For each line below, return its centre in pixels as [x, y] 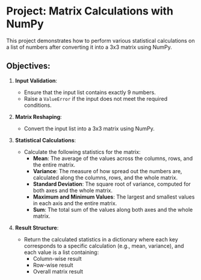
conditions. [38, 105]
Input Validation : [36, 80]
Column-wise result [57, 258]
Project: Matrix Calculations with [90, 11]
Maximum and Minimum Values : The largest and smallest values [114, 197]
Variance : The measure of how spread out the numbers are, [107, 171]
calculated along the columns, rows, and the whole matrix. [105, 177]
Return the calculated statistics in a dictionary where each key [101, 239]
